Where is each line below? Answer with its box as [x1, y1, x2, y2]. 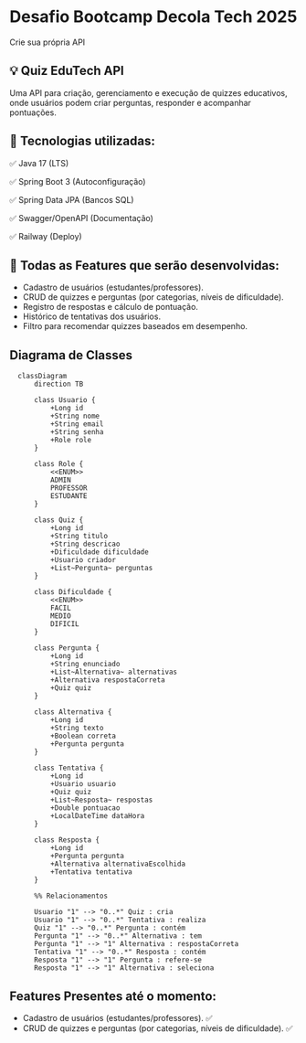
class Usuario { [33, 396, 96, 405]
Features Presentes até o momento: [9, 988, 217, 1004]
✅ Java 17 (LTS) [9, 157, 69, 168]
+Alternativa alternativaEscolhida [49, 859, 185, 869]
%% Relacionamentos [33, 891, 108, 901]
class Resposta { [33, 835, 100, 845]
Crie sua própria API [9, 37, 86, 48]
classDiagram [17, 372, 68, 381]
